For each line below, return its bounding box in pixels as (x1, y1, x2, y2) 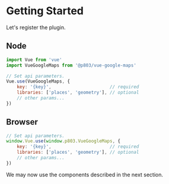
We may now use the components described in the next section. (6, 171, 164, 178)
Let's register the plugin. (6, 24, 66, 31)
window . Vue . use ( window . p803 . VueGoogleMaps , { (6, 138, 120, 144)
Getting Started (6, 4, 84, 18)
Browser (6, 117, 39, 127)
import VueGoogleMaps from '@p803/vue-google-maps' (6, 62, 136, 68)
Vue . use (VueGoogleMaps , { (6, 78, 70, 84)
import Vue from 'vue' (6, 56, 62, 63)
